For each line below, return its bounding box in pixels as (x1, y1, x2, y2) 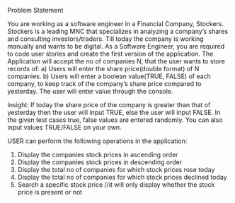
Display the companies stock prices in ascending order (17, 151, 178, 159)
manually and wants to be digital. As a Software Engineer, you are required (7, 42, 225, 50)
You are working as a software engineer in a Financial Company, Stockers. (7, 20, 224, 27)
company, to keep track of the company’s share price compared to (7, 80, 202, 87)
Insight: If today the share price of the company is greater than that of (7, 101, 211, 109)
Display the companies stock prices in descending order (17, 158, 183, 166)
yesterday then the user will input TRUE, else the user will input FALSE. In (7, 109, 221, 116)
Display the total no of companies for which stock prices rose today (17, 166, 215, 173)
